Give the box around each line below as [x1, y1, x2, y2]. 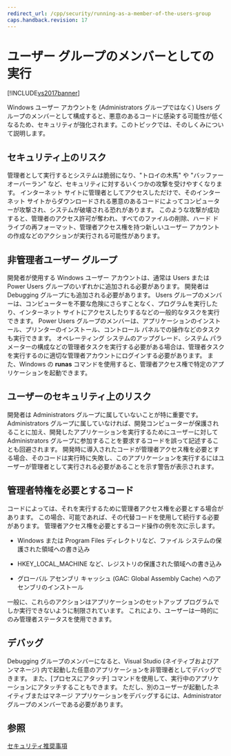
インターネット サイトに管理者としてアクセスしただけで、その [20, 188, 197, 197]
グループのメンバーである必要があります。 [7, 700, 127, 708]
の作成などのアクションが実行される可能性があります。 [7, 232, 163, 240]
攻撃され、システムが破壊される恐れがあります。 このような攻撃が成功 [19, 205, 220, 214]
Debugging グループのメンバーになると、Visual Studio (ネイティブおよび [7, 656, 214, 665]
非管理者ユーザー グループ [7, 254, 118, 266]
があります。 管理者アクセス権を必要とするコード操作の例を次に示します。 [7, 522, 219, 530]
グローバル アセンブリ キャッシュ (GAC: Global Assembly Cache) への [17, 574, 215, 582]
